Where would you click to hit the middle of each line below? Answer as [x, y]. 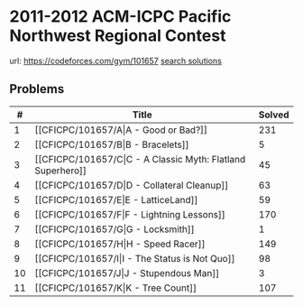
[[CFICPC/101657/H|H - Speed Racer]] [120, 244]
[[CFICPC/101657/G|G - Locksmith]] [115, 229]
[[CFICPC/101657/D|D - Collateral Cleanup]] [132, 185]
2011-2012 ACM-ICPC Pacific [120, 17]
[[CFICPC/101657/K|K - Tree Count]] [115, 288]
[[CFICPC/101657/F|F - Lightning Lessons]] [130, 214]
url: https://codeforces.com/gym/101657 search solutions [116, 60]
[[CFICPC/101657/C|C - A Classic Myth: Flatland [140, 159]
